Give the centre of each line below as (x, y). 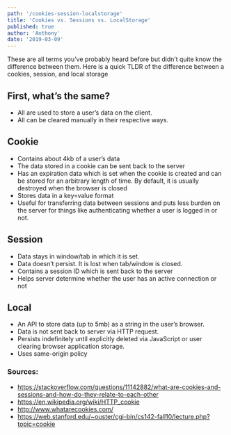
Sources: (23, 372)
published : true (31, 26)
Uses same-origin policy (52, 354)
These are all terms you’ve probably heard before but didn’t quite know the (115, 59)
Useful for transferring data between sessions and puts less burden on (119, 203)
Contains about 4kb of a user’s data (69, 158)
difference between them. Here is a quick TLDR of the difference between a (116, 67)
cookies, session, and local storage (58, 74)
